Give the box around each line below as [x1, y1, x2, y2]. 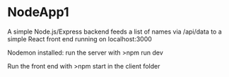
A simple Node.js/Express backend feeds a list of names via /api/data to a [7, 27, 223, 36]
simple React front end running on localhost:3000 [7, 34, 152, 43]
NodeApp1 [7, 4, 69, 20]
